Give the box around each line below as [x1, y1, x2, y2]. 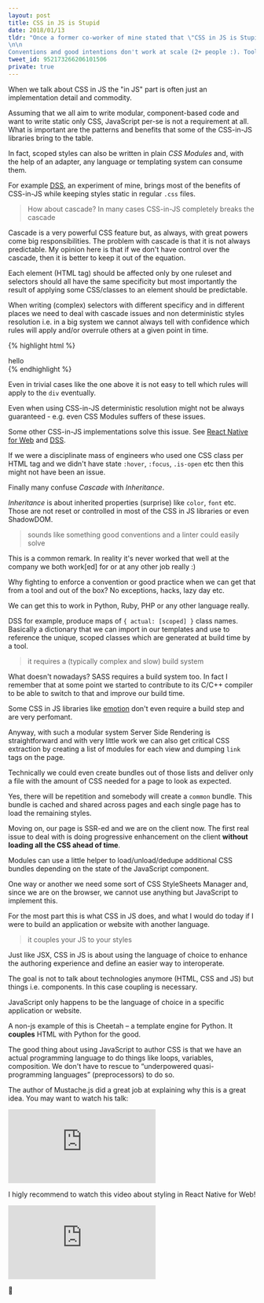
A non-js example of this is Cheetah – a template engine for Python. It [8, 1021, 233, 1030]
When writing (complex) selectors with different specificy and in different [8, 300, 245, 310]
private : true [8, 63, 55, 71]
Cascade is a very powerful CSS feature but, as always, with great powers [8, 228, 248, 237]
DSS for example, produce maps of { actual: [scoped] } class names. [8, 616, 238, 625]
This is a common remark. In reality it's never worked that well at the [8, 553, 229, 563]
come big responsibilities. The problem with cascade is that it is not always [8, 236, 251, 245]
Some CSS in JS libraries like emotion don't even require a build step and [8, 703, 245, 713]
